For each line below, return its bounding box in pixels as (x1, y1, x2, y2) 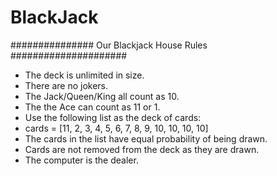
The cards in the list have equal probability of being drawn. (24, 132, 268, 145)
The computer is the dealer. (24, 154, 139, 166)
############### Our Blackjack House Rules (10, 39, 208, 51)
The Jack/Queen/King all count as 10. (24, 90, 180, 102)
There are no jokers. (24, 79, 109, 91)
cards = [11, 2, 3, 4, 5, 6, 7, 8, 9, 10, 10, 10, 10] (24, 122, 209, 134)
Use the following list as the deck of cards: (24, 111, 202, 123)
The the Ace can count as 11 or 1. (24, 101, 161, 113)
